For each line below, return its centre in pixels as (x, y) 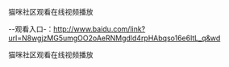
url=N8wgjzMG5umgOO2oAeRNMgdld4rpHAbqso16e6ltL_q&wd (114, 38)
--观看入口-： (31, 29)
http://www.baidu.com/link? (100, 29)
